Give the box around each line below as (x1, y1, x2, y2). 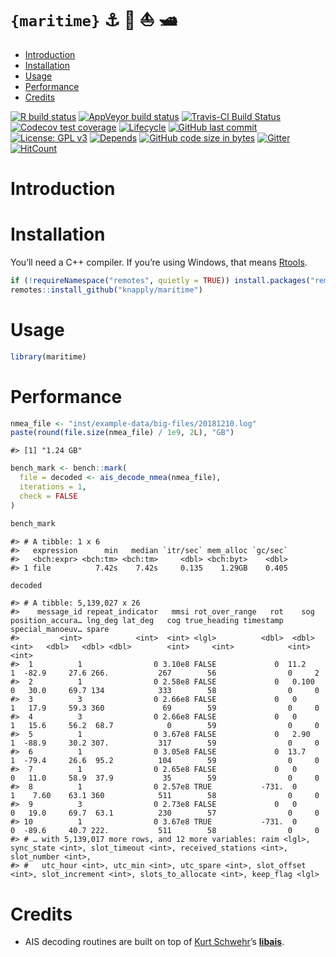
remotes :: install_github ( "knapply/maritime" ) (10, 285, 203, 295)
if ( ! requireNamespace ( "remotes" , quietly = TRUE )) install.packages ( (10, 276, 311, 286)
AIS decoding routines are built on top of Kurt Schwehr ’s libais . (24, 936, 285, 948)
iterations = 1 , (19, 482, 87, 492)
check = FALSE (19, 491, 78, 501)
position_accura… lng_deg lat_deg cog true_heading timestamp (10, 616, 284, 626)
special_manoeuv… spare (10, 625, 110, 635)
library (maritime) (10, 351, 87, 362)
